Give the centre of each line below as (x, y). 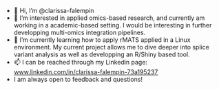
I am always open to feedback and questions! (78, 79)
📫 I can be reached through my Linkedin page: (81, 62)
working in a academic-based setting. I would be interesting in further (113, 25)
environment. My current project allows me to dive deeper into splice (112, 47)
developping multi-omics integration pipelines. (80, 32)
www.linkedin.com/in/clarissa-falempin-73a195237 (86, 72)
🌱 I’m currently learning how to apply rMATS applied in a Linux (102, 40)
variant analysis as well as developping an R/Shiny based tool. (102, 54)
